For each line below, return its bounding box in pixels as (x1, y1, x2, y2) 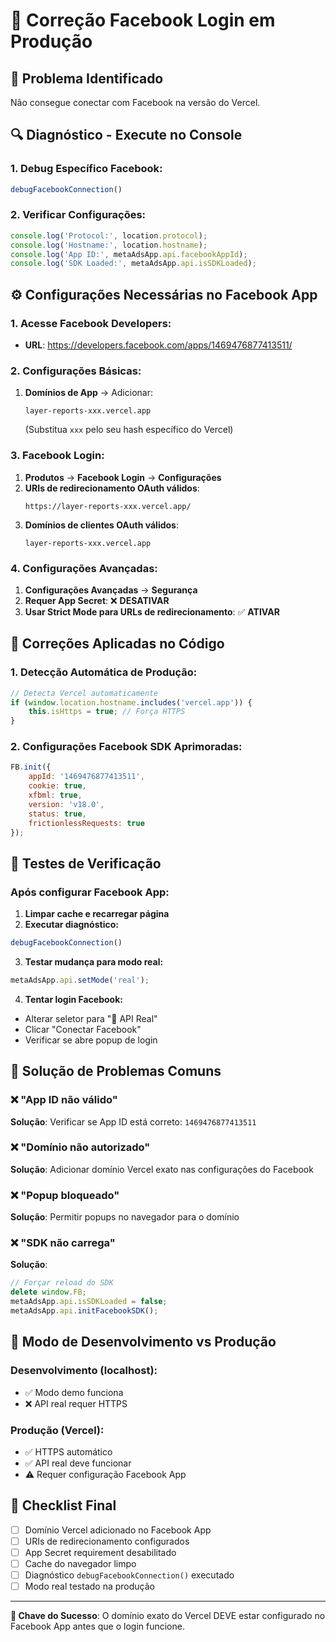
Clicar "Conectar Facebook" (24, 1023, 142, 1035)
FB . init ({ (10, 762, 52, 773)
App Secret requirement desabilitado (24, 1546, 177, 1558)
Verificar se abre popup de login (24, 1034, 158, 1046)
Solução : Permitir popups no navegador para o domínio (10, 1211, 240, 1223)
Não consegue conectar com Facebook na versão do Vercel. (10, 97, 261, 108)
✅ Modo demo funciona (24, 1386, 124, 1398)
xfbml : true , (28, 790, 83, 801)
